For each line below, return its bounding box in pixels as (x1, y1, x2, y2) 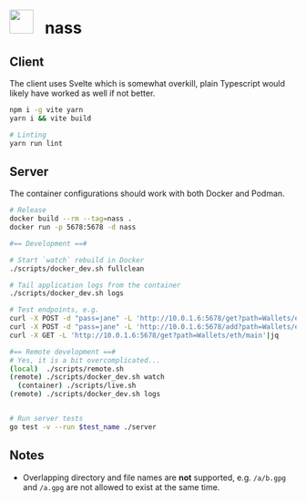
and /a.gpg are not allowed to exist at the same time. (22, 481, 220, 492)
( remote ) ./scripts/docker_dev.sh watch (9, 373, 166, 382)
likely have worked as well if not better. (9, 87, 156, 98)
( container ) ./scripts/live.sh (17, 381, 137, 391)
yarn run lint (9, 138, 64, 148)
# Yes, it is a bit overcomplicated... (9, 355, 161, 364)
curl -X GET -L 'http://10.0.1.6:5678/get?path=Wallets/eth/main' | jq (9, 331, 280, 340)
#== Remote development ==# (9, 347, 117, 356)
